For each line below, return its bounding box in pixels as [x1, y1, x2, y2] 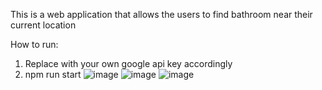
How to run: [10, 39, 59, 50]
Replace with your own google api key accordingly [24, 58, 233, 69]
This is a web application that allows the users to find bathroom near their [10, 9, 313, 20]
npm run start [24, 69, 82, 80]
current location [10, 19, 77, 31]
